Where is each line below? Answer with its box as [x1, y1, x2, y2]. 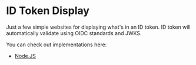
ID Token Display [6, 4, 90, 18]
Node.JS [14, 52, 36, 59]
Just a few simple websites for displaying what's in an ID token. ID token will [6, 23, 191, 30]
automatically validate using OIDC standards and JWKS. [6, 29, 142, 36]
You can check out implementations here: [6, 41, 107, 48]
